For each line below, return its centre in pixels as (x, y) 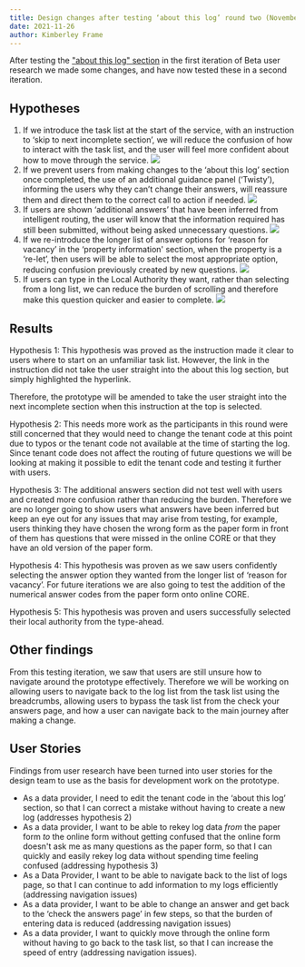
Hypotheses (45, 109)
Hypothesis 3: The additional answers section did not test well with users (146, 490)
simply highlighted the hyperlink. (70, 379)
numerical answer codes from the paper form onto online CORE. (129, 594)
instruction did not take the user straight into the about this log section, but (149, 370)
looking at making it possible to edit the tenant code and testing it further (146, 463)
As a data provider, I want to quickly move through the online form (146, 932)
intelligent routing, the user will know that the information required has (154, 220)
